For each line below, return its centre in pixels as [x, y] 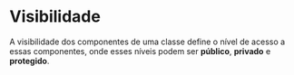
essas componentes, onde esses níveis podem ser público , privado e [140, 51]
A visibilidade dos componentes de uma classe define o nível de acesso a [147, 42]
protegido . [29, 61]
